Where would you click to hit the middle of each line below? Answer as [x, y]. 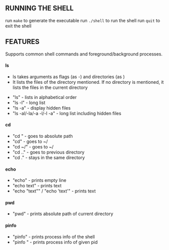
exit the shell [18, 26]
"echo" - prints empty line [39, 180]
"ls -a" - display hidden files [41, 108]
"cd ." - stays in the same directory [49, 158]
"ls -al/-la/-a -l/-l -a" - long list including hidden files [67, 113]
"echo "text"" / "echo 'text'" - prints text [54, 191]
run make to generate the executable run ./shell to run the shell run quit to [83, 20]
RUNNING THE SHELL [39, 8]
